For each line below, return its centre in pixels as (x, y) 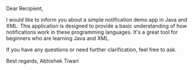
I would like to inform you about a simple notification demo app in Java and (97, 20)
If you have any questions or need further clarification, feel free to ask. (92, 50)
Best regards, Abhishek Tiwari (43, 61)
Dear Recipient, (25, 8)
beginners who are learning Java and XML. (58, 38)
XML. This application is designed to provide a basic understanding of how (97, 26)
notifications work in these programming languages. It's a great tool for (92, 32)
